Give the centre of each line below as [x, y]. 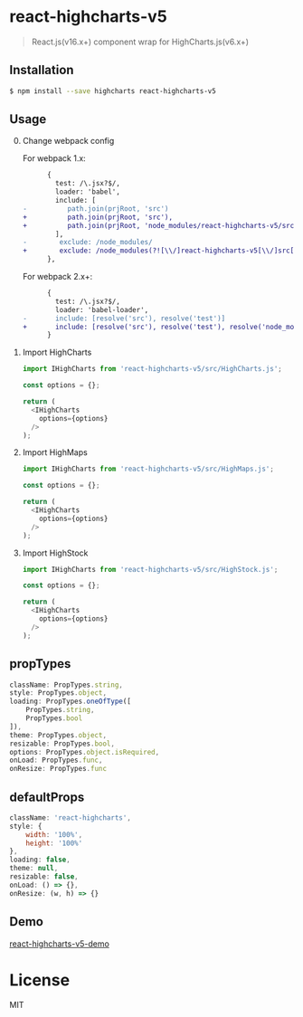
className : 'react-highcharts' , [70, 817]
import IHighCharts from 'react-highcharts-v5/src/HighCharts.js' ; [152, 369]
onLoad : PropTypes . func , [56, 760]
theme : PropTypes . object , [58, 735]
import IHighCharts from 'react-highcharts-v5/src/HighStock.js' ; [150, 569]
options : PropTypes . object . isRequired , [85, 752]
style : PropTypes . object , [58, 693]
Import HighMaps [55, 452]
